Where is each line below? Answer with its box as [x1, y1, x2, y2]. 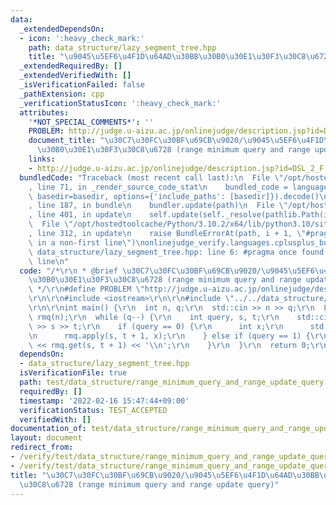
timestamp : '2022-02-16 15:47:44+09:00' [19, 396, 190, 406]
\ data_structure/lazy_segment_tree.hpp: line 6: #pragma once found [28, 247, 325, 257]
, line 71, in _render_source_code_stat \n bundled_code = [28, 182, 288, 192]
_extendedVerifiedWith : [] [19, 71, 132, 81]
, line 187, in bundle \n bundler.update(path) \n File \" [28, 201, 288, 211]
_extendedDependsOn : [19, 24, 105, 34]
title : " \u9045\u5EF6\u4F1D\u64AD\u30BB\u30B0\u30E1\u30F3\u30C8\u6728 [28, 52, 333, 62]
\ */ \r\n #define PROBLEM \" [28, 284, 145, 295]
